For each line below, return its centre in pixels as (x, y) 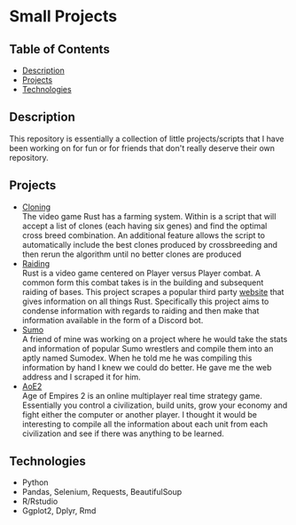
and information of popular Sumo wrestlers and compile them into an (148, 348)
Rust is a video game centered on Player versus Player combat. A (141, 273)
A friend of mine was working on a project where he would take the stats (155, 338)
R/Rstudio (40, 501)
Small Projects (63, 16)
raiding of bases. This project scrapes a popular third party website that (153, 291)
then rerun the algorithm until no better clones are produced (132, 254)
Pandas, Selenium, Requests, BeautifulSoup (102, 492)
